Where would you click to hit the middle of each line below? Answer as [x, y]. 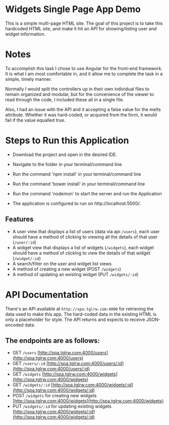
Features [19, 219]
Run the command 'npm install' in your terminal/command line [77, 174]
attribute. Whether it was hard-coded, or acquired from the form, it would [81, 115]
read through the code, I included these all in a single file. [65, 99]
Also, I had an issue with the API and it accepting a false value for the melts [83, 109]
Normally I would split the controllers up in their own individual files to [77, 89]
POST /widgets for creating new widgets [55, 396]
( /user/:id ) [24, 242]
